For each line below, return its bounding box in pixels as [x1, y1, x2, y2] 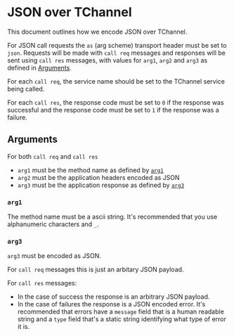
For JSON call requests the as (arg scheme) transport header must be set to [7, 41, 227, 49]
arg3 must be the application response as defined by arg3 [17, 181, 185, 189]
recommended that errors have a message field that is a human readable [17, 307, 225, 316]
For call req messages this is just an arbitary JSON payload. [7, 265, 184, 274]
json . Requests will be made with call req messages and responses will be [7, 49, 226, 57]
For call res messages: [7, 279, 77, 287]
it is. [17, 323, 30, 331]
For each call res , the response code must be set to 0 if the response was [7, 98, 224, 106]
